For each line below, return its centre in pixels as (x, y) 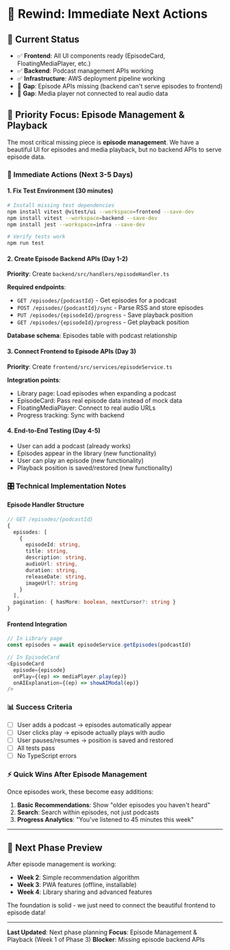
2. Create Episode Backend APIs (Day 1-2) (68, 258)
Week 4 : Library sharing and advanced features (85, 892)
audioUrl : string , (51, 564)
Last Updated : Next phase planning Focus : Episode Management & (102, 932)
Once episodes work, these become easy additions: (80, 792)
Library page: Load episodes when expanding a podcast (97, 393)
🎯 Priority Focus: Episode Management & (96, 115)
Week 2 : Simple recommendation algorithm (78, 877)
